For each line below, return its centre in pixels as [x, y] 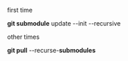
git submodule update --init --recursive [64, 23]
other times [24, 37]
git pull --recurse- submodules [52, 50]
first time [20, 10]
